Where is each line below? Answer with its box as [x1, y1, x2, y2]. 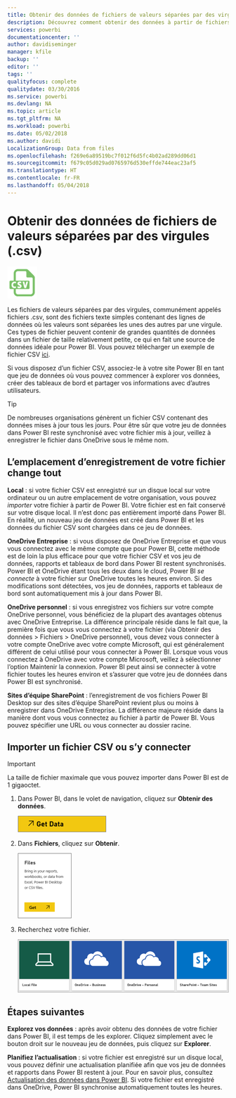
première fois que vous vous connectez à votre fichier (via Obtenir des [7, 625, 212, 633]
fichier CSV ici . [7, 350, 51, 359]
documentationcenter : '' [7, 34, 80, 41]
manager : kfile [7, 49, 52, 56]
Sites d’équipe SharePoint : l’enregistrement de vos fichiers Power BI [7, 691, 209, 699]
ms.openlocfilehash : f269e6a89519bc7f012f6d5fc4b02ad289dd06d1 [7, 152, 197, 160]
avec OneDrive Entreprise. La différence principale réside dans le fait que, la [7, 617, 228, 626]
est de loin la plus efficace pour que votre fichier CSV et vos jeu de [7, 552, 202, 560]
